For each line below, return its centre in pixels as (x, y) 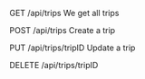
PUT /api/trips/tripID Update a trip (72, 48)
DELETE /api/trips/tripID (54, 65)
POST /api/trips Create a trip (63, 30)
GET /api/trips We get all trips (64, 13)
